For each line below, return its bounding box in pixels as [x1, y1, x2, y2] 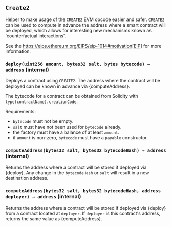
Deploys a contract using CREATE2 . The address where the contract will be [5, 78, 160, 84]
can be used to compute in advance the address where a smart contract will [5, 22, 166, 28]
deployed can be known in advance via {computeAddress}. [5, 83, 131, 89]
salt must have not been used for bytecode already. [12, 124, 122, 130]
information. [5, 48, 31, 54]
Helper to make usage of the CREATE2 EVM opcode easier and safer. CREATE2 [5, 16, 165, 23]
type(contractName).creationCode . [5, 98, 78, 105]
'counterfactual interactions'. [5, 33, 66, 39]
